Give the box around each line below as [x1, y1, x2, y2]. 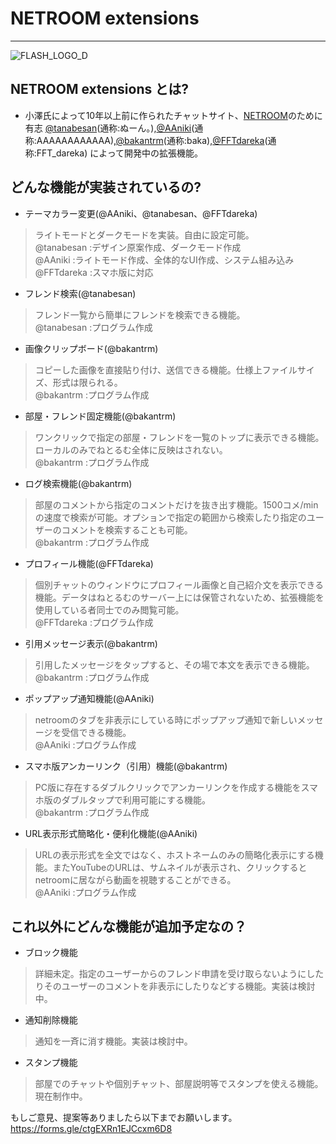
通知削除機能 [24, 1014, 78, 1026]
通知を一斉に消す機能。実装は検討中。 [34, 1035, 193, 1047]
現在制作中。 [34, 1090, 88, 1102]
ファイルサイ [261, 363, 315, 376]
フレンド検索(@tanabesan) [24, 287, 137, 299]
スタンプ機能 [24, 1057, 78, 1069]
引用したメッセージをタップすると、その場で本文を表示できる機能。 [34, 658, 315, 671]
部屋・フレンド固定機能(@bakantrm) [24, 410, 177, 422]
